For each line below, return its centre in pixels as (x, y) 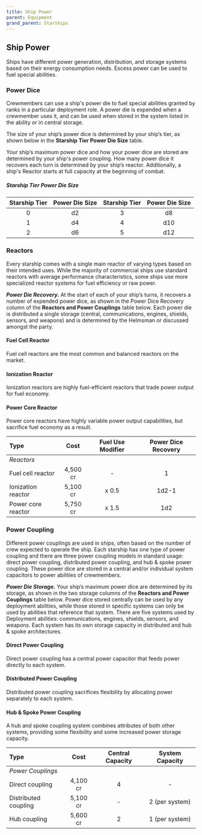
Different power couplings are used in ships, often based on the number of (99, 543)
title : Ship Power (29, 12)
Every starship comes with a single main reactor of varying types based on (99, 264)
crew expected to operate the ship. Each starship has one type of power (96, 549)
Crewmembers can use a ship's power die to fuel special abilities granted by (101, 104)
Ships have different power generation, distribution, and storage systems (96, 62)
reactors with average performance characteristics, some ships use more (97, 276)
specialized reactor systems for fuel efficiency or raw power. (81, 283)
